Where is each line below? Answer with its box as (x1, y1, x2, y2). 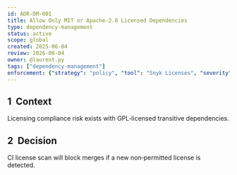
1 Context (7, 95, 52, 107)
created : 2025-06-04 (7, 43, 68, 50)
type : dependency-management (7, 23, 93, 30)
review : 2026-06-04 (7, 50, 65, 57)
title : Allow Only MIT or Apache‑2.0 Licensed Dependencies (7, 17, 188, 24)
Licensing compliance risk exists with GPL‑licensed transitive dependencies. (7, 114, 229, 123)
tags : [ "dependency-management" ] (7, 63, 106, 70)
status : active (7, 30, 52, 37)
